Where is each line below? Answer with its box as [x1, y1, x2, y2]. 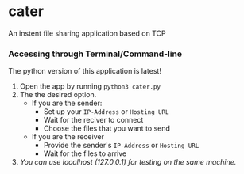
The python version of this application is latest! [8, 66, 161, 76]
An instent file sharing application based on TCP [8, 28, 166, 38]
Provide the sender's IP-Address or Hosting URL [43, 141, 199, 150]
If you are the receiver [31, 132, 105, 142]
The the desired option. [19, 90, 97, 100]
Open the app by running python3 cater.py [19, 81, 161, 91]
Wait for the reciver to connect [43, 115, 144, 125]
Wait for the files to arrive [43, 149, 127, 158]
